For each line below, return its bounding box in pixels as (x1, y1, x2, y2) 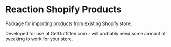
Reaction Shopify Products (5, 4, 122, 15)
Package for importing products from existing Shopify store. (5, 20, 132, 27)
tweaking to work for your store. (5, 36, 73, 42)
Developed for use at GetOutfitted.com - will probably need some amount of (5, 30, 166, 36)
